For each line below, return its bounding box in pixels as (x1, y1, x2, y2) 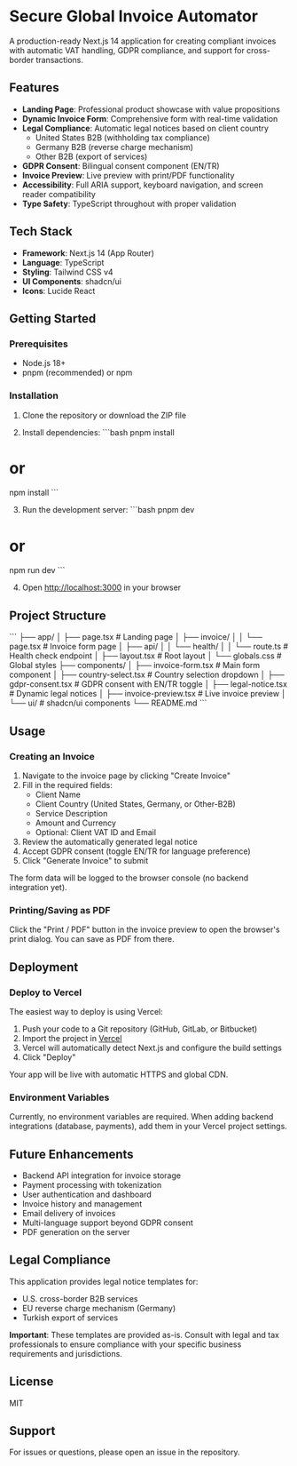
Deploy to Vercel (9, 986, 82, 999)
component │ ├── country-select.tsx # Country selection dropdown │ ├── (9, 669, 285, 681)
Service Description (35, 808, 108, 818)
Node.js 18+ (21, 358, 66, 369)
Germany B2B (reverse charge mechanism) (35, 141, 193, 152)
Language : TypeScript (21, 257, 105, 267)
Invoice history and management (21, 1199, 143, 1209)
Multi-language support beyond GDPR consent (21, 1217, 193, 1228)
